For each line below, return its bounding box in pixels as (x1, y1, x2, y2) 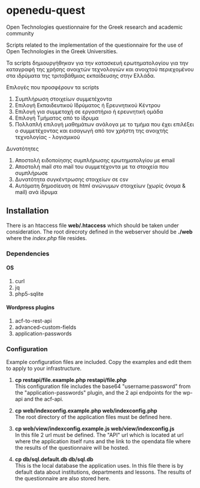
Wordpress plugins (6, 304, 55, 311)
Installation (6, 206, 49, 216)
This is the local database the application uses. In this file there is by (14, 462, 184, 469)
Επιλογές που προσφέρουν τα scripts (6, 83, 99, 90)
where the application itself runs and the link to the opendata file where (14, 438, 191, 445)
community (6, 29, 34, 37)
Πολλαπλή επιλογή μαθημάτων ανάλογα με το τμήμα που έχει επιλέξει (14, 120, 195, 128)
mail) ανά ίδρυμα (14, 188, 58, 195)
